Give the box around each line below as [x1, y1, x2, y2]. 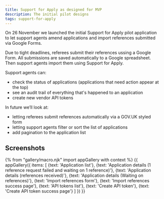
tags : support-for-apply [5, 16, 56, 21]
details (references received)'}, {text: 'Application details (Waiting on [5, 172, 144, 178]
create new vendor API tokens [12, 95, 74, 101]
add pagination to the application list [12, 130, 86, 136]
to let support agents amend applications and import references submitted [5, 35, 156, 41]
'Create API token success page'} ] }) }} [5, 188, 85, 194]
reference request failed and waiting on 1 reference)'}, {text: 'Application [5, 168, 151, 173]
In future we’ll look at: [5, 104, 49, 111]
